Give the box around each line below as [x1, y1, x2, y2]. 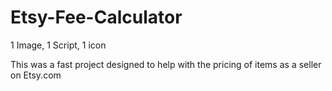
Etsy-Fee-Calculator [10, 6, 183, 29]
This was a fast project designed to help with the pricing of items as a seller [10, 58, 322, 70]
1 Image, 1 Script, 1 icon [10, 39, 107, 51]
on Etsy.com [10, 69, 62, 81]
